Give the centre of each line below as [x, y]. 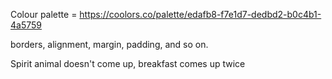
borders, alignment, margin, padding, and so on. [109, 44]
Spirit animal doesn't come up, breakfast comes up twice [128, 63]
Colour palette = [44, 14]
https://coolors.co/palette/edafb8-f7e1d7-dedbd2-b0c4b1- [200, 14]
